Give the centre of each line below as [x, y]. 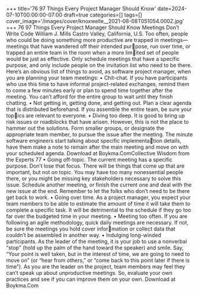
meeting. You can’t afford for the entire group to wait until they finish [89, 97]
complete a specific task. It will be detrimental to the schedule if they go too [99, 210]
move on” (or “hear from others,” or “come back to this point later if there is [98, 260]
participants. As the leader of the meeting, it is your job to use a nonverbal [97, 241]
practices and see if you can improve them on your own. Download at [91, 279]
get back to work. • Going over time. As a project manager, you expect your [98, 197]
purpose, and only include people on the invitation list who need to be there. [99, 65]
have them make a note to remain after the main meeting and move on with [97, 147]
